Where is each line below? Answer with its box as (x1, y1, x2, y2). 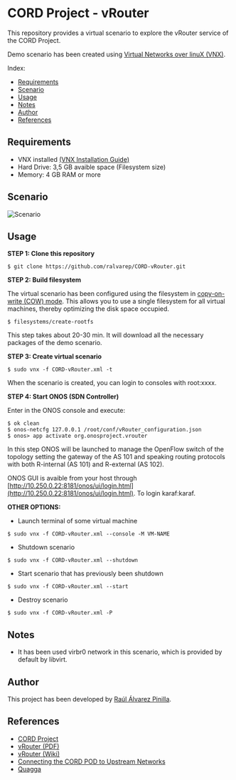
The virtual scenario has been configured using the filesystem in (7, 289, 196, 298)
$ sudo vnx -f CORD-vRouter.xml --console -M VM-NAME (7, 530, 171, 538)
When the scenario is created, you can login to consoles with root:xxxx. (7, 379, 217, 387)
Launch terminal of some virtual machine (17, 517, 138, 525)
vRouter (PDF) (17, 741, 60, 750)
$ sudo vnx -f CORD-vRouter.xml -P (7, 610, 113, 617)
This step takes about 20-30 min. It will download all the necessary (7, 331, 204, 339)
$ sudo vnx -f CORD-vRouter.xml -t (7, 366, 113, 374)
